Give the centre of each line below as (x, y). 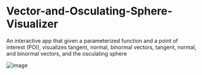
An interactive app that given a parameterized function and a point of (92, 41)
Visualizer (32, 24)
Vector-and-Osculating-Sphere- (90, 11)
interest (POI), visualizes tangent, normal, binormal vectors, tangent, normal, (101, 47)
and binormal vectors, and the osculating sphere (67, 53)
